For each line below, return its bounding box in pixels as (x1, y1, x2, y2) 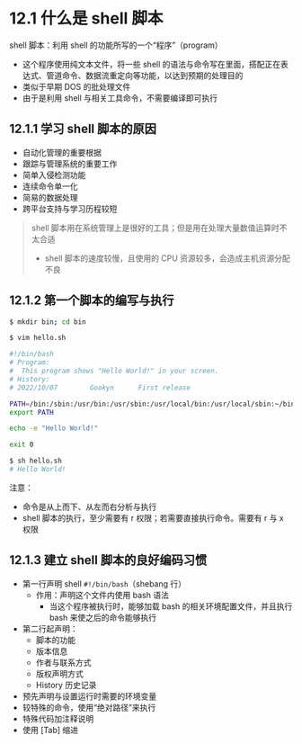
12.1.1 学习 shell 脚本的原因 (9, 121, 157, 137)
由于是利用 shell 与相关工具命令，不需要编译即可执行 (22, 92, 218, 103)
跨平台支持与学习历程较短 (22, 203, 118, 214)
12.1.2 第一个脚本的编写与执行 (9, 293, 174, 309)
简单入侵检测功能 (22, 169, 86, 180)
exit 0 (9, 440, 34, 450)
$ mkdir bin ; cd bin (9, 317, 87, 327)
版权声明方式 (35, 668, 84, 679)
